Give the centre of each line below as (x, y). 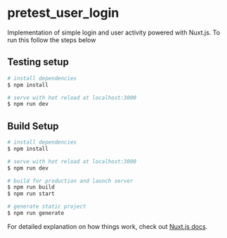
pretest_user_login (63, 13)
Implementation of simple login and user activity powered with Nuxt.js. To (113, 32)
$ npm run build (31, 187)
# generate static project (47, 207)
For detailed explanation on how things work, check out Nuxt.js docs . (108, 226)
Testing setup (38, 62)
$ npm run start (31, 194)
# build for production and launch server (70, 181)
